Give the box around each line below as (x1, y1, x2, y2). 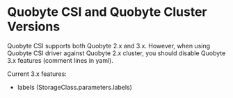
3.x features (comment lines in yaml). (7, 56, 113, 64)
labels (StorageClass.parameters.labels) (17, 83, 132, 91)
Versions (7, 19, 61, 35)
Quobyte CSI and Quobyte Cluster (7, 4, 207, 20)
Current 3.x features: (7, 70, 67, 78)
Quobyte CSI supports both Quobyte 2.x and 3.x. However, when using (7, 41, 211, 50)
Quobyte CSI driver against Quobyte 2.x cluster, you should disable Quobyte (7, 49, 226, 57)
